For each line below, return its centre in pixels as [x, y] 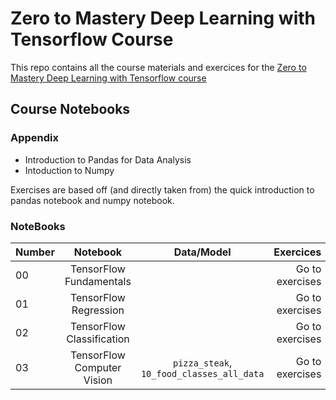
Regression [98, 310]
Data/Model [202, 252]
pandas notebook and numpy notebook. [92, 200]
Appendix [35, 138]
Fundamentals [98, 281]
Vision [98, 380]
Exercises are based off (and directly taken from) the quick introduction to [162, 189]
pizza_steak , [202, 362]
